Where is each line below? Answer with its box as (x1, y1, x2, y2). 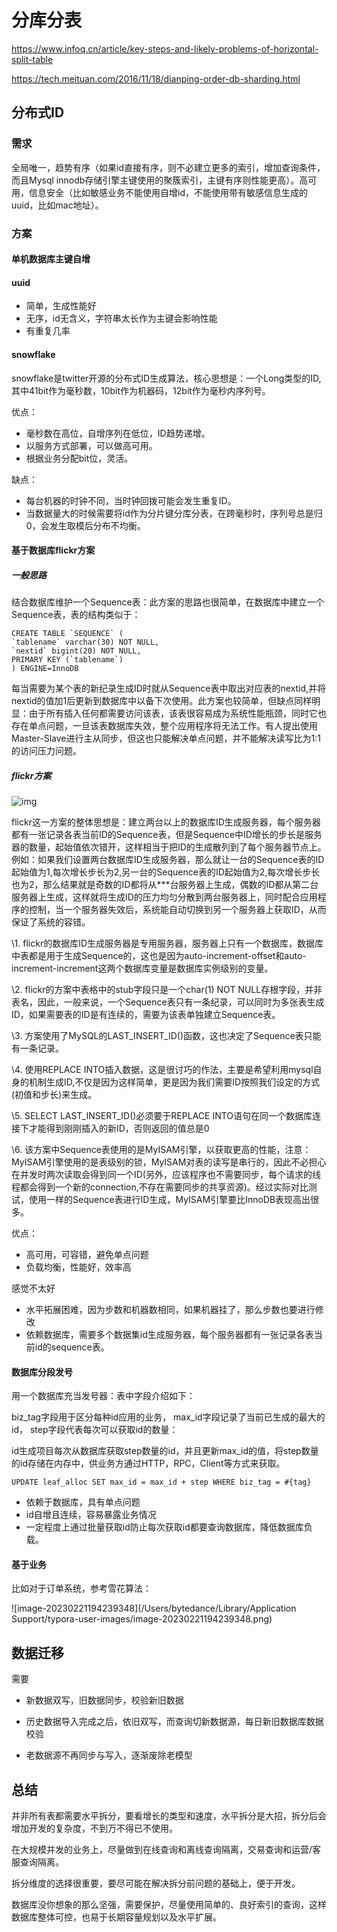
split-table (11, 53, 54, 65)
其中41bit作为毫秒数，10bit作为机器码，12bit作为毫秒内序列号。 (11, 384, 271, 396)
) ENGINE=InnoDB (11, 664, 79, 674)
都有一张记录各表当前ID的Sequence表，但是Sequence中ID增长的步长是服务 (11, 829, 323, 841)
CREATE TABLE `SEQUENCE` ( (11, 629, 124, 639)
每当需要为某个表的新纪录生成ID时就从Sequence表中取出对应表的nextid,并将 (11, 682, 327, 695)
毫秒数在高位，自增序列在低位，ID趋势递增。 (25, 427, 211, 439)
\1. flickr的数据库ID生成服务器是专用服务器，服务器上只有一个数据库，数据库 (11, 937, 324, 950)
